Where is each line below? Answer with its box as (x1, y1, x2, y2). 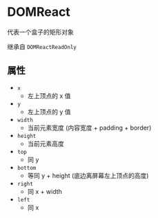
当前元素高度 (27, 139, 64, 148)
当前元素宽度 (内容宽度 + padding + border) (27, 123, 152, 132)
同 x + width (27, 187, 62, 195)
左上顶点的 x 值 (27, 91, 71, 100)
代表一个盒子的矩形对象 (7, 28, 74, 36)
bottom (17, 164, 37, 171)
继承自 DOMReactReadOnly (7, 42, 77, 50)
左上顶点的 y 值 (27, 108, 71, 116)
